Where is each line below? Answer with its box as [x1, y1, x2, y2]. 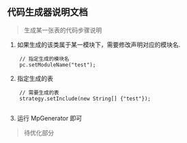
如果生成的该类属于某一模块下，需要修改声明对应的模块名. [16, 40, 181, 49]
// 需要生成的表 [19, 89, 59, 96]
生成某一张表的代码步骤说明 [23, 26, 102, 34]
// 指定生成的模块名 [19, 55, 70, 62]
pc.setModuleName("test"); [19, 61, 96, 68]
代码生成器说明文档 [7, 6, 88, 18]
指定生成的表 [16, 74, 53, 82]
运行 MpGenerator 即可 [16, 114, 83, 122]
